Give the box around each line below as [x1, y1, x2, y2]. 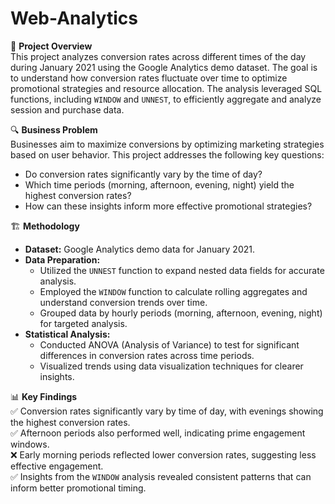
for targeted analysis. [39, 317, 128, 329]
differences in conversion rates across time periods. [39, 349, 255, 361]
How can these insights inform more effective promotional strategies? [24, 200, 313, 212]
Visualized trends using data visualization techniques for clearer [39, 360, 304, 372]
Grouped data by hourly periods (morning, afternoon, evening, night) [39, 307, 323, 319]
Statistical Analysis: [24, 328, 111, 340]
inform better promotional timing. [10, 482, 147, 494]
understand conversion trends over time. [39, 296, 208, 308]
